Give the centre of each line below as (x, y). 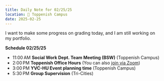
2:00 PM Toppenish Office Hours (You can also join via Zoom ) (76, 63)
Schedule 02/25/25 (26, 48)
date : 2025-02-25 (23, 19)
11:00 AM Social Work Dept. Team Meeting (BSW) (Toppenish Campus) (86, 58)
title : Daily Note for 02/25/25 (39, 10)
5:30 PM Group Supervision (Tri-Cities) (53, 74)
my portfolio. (18, 38)
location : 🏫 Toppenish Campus (37, 14)
